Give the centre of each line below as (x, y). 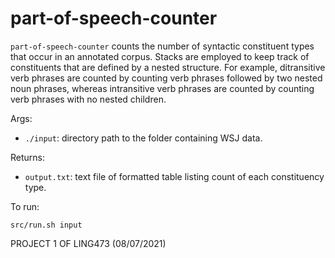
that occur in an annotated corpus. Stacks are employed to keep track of (160, 56)
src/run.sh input (46, 225)
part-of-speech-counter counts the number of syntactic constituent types (162, 46)
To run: (25, 206)
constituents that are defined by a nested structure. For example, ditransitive (168, 67)
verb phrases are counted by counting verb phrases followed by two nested (166, 78)
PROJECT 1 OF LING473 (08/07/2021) (88, 243)
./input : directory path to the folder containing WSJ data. (143, 138)
